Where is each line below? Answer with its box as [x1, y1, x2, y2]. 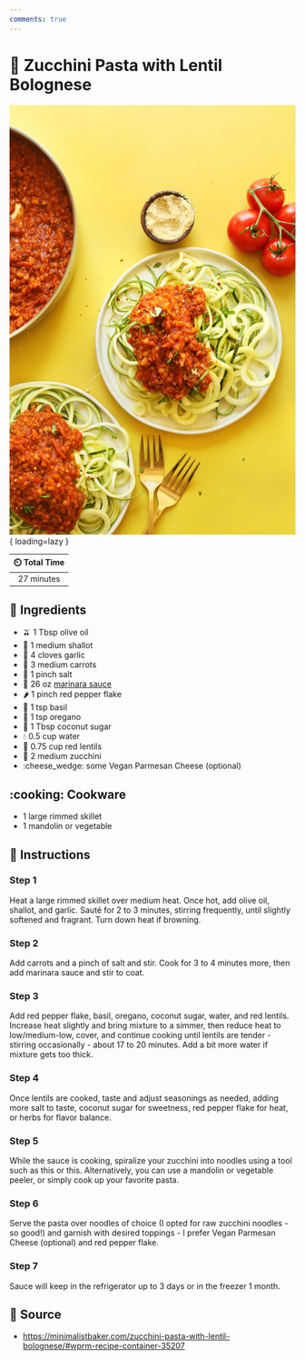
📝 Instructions [9, 846, 91, 863]
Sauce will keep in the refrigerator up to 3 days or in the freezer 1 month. [9, 1280, 281, 1291]
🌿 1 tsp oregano [22, 712, 82, 723]
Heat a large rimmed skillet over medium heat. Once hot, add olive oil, [9, 895, 271, 905]
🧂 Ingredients [9, 602, 87, 617]
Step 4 [9, 1072, 39, 1085]
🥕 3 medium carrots [22, 659, 97, 670]
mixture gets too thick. [9, 1049, 93, 1060]
